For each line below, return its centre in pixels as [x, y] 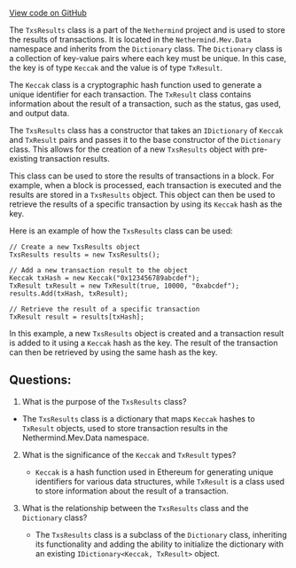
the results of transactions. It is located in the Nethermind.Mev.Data [130, 39]
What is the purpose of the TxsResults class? [104, 401]
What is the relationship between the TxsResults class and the [135, 508]
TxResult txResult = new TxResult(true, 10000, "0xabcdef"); [125, 286]
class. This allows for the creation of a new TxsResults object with [129, 149]
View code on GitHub [48, 13]
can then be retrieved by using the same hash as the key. [113, 352]
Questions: [40, 380]
